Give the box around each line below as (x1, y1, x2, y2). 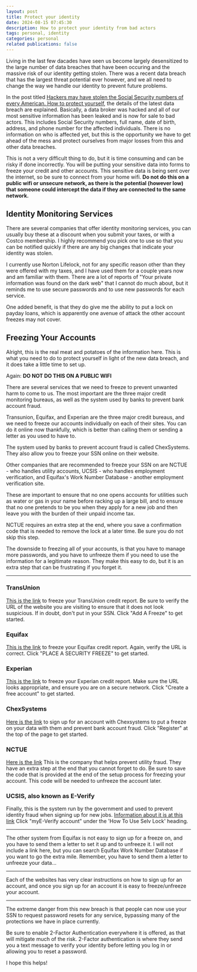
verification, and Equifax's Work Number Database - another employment (6, 473, 184, 480)
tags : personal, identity (6, 30, 69, 36)
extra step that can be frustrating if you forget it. (6, 564, 123, 571)
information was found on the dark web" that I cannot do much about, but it (6, 279, 189, 287)
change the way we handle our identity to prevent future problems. (6, 82, 168, 89)
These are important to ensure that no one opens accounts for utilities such (6, 491, 189, 498)
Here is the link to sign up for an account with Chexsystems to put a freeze (6, 718, 186, 725)
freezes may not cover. (6, 316, 62, 323)
